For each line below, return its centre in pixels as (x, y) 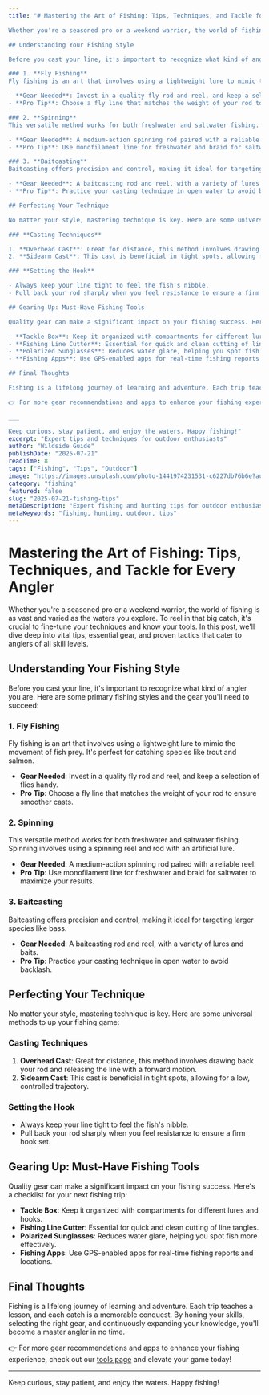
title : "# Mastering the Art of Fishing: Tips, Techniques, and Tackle (130, 16)
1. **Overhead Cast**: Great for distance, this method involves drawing (134, 249)
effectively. (38, 1244)
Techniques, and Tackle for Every (122, 570)
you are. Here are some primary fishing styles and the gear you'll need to (129, 696)
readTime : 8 (28, 461)
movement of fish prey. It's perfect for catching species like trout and (122, 753)
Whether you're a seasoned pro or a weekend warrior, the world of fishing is (134, 609)
